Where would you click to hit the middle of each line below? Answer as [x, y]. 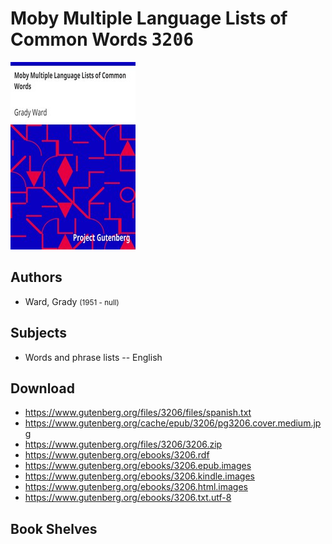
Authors [36, 277]
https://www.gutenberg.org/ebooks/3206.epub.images [138, 466]
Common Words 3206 [102, 39]
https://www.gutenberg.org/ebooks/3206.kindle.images [139, 476]
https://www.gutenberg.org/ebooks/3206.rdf [117, 455]
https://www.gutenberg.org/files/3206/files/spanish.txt [138, 413]
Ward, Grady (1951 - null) [72, 301]
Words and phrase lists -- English [93, 357]
